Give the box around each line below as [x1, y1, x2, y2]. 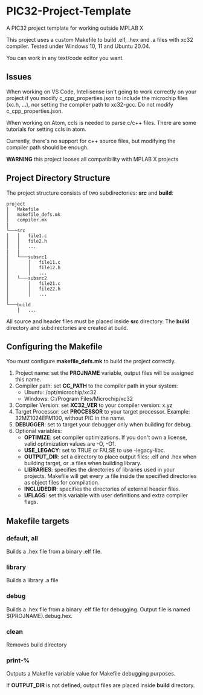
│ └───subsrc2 [6, 275, 47, 281]
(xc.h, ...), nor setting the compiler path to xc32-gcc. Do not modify [6, 101, 173, 108]
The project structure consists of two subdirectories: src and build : [6, 189, 174, 196]
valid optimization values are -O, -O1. [24, 440, 117, 448]
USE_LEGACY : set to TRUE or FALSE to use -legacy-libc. [24, 447, 166, 454]
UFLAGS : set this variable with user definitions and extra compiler [24, 492, 188, 499]
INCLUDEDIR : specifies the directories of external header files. [24, 485, 181, 492]
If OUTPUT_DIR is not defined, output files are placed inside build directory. [6, 682, 195, 689]
